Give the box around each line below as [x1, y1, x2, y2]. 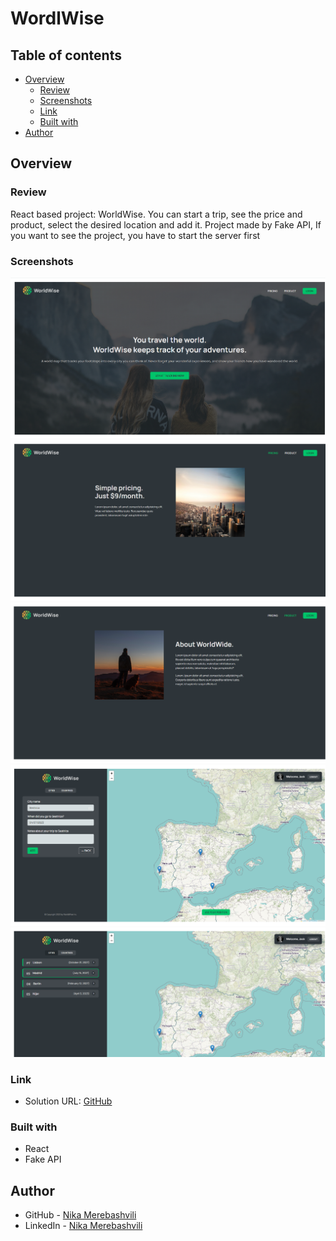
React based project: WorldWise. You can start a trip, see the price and [10, 208, 303, 220]
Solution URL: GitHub [24, 1095, 113, 1107]
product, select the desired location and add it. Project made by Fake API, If [10, 218, 322, 231]
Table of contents [10, 47, 122, 64]
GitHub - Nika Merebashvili [24, 1209, 137, 1221]
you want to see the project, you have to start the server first [10, 229, 261, 241]
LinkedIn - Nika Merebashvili [24, 1220, 143, 1232]
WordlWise [10, 7, 105, 30]
